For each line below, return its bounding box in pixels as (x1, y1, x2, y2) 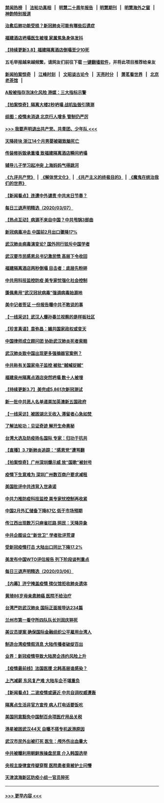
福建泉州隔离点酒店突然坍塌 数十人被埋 (5, 374, 83, 380)
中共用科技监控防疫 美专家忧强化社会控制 (5, 277, 88, 284)
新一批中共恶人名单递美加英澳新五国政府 (5, 399, 86, 404)
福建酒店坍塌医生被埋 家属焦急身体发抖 (5, 35, 83, 41)
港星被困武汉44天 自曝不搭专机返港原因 (5, 726, 85, 732)
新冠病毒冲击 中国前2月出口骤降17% (5, 229, 78, 235)
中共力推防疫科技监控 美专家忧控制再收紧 (5, 495, 88, 502)
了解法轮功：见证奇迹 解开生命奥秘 (5, 423, 75, 429)
